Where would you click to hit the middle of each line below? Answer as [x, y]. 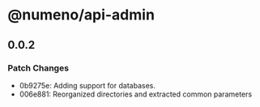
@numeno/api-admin [81, 15]
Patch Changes [38, 68]
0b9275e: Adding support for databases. [87, 85]
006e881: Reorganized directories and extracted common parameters [136, 94]
